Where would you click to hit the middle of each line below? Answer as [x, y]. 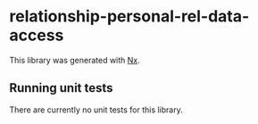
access [37, 35]
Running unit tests [61, 88]
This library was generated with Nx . [75, 60]
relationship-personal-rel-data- [129, 17]
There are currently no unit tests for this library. [96, 110]
